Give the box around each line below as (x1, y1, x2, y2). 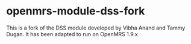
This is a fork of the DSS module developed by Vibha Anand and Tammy (6, 24, 186, 31)
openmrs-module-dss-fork (6, 4, 145, 18)
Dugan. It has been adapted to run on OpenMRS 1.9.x (6, 30, 139, 37)
